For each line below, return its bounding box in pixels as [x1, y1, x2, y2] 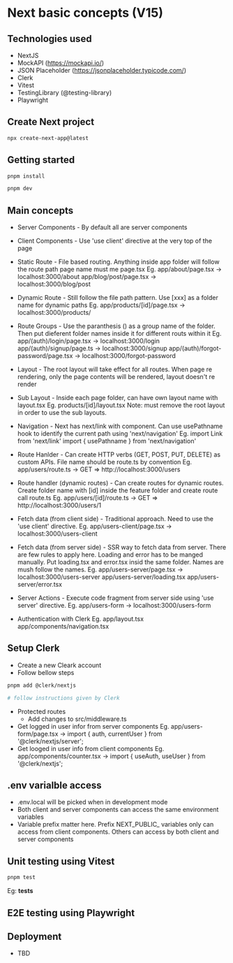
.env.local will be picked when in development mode [17, 798, 168, 806]
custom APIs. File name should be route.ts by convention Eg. [17, 458, 193, 466]
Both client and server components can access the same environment [17, 806, 219, 814]
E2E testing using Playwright [7, 907, 135, 919]
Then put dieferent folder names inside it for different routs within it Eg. [17, 329, 222, 338]
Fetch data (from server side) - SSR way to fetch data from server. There [17, 543, 227, 552]
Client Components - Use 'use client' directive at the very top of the [17, 236, 213, 245]
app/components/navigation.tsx [17, 622, 110, 631]
